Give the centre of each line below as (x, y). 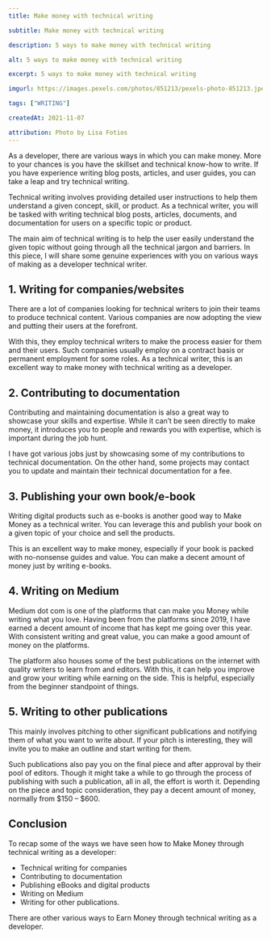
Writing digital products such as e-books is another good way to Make (125, 516)
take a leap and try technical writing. (69, 181)
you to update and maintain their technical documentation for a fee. (120, 471)
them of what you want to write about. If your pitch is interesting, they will (130, 739)
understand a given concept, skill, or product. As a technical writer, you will (133, 205)
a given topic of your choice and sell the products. (92, 533)
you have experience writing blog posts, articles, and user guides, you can (132, 173)
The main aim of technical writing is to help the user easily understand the (131, 238)
